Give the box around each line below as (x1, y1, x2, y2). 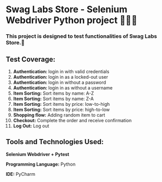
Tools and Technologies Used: (6, 138, 104, 146)
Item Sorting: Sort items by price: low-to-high (13, 101, 110, 107)
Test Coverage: (6, 55, 56, 63)
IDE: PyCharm (6, 171, 36, 177)
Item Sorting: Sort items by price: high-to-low (13, 106, 110, 112)
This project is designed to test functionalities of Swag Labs (6, 33, 157, 40)
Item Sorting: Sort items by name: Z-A (13, 96, 94, 102)
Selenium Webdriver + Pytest (6, 151, 69, 157)
